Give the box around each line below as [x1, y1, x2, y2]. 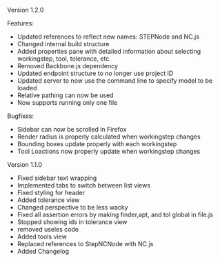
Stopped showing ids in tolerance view [17, 218, 128, 226]
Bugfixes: [7, 112, 34, 120]
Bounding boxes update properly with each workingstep [17, 140, 177, 148]
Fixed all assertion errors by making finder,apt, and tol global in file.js [17, 210, 214, 219]
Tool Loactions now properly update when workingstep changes [17, 148, 201, 155]
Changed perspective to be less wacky [17, 203, 129, 211]
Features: [7, 19, 34, 27]
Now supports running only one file [17, 99, 118, 106]
